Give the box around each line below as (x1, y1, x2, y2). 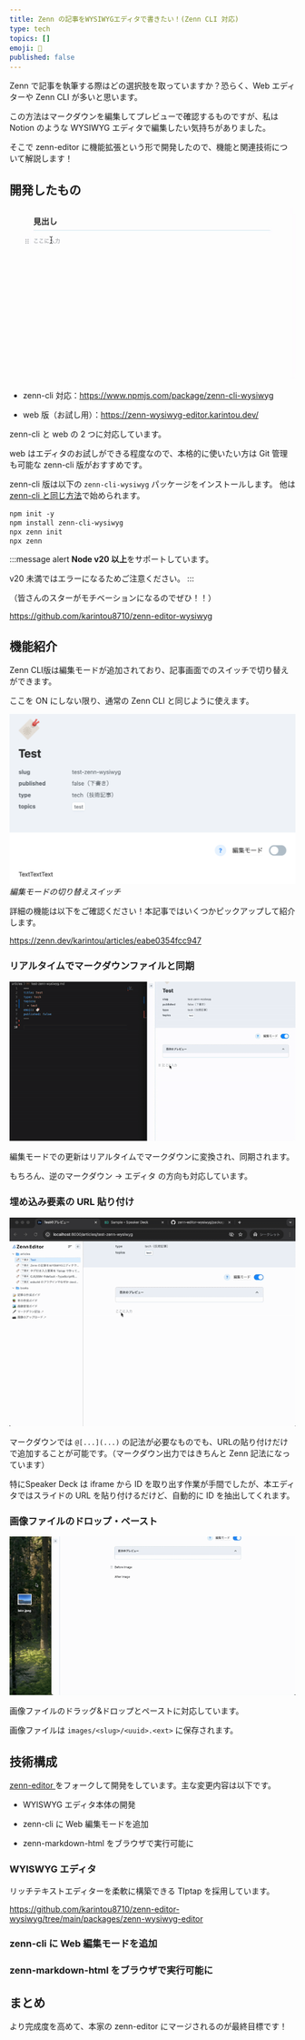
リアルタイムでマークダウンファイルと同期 (9, 960, 195, 972)
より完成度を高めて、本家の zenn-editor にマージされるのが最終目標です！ (9, 2021, 288, 2032)
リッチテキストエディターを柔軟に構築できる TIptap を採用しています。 (9, 1885, 275, 1896)
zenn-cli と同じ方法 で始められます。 (9, 489, 145, 500)
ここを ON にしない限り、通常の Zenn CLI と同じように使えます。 (9, 696, 254, 707)
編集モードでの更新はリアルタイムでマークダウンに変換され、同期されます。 (9, 1151, 295, 1162)
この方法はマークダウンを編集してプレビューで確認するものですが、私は (9, 111, 279, 122)
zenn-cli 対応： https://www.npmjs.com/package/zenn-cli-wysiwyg (22, 389, 274, 400)
